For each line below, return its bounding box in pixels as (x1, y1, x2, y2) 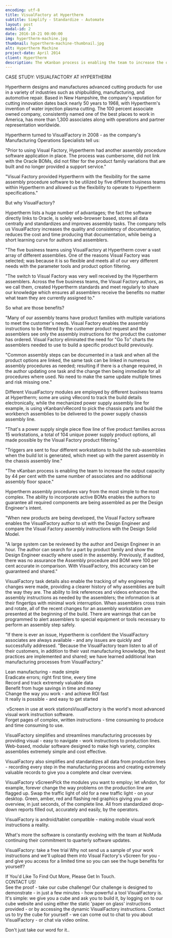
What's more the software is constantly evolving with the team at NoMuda (5, 832, 162, 838)
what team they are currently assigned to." (5, 295, 95, 301)
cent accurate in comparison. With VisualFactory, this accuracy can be (5, 563, 155, 569)
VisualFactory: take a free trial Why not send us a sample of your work (5, 847, 154, 853)
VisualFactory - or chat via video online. (5, 917, 90, 923)
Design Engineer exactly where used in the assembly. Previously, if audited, (5, 552, 165, 558)
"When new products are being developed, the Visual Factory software (5, 515, 155, 521)
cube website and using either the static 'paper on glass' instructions (5, 901, 151, 907)
